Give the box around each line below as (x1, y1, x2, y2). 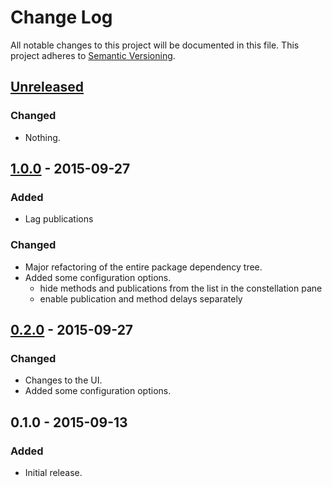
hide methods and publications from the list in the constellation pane (39, 282, 323, 294)
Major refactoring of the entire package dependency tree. (24, 261, 263, 273)
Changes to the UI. (24, 374, 103, 386)
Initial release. (24, 466, 83, 478)
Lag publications (24, 213, 94, 225)
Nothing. (24, 131, 61, 143)
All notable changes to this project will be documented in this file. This (10, 39, 300, 51)
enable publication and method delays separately (39, 292, 243, 305)
